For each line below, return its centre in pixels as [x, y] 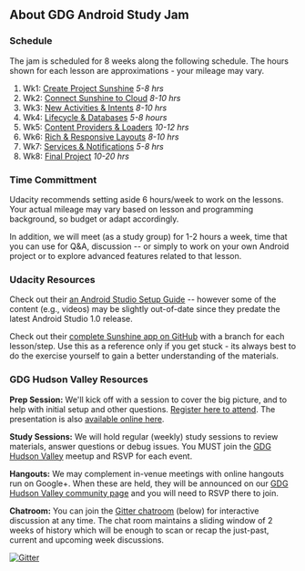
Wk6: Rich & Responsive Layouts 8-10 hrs [101, 137]
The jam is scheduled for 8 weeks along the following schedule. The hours [149, 61]
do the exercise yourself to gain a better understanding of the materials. [144, 356]
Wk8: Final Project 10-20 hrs [76, 156]
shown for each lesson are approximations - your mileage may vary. [137, 70]
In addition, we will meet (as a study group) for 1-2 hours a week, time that [149, 236]
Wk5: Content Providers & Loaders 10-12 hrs [106, 127]
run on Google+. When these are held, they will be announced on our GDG [149, 483]
